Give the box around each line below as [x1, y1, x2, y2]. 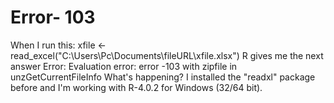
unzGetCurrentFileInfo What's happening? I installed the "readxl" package [10, 71, 316, 83]
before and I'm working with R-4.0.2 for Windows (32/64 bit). [10, 81, 263, 93]
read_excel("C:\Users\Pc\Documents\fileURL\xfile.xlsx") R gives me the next [10, 49, 324, 61]
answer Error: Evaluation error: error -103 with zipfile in [10, 60, 238, 72]
